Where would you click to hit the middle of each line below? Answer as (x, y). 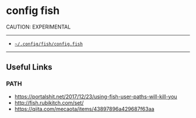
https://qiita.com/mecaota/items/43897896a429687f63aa (84, 109)
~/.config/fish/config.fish (48, 44)
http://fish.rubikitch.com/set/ (49, 102)
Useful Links (29, 67)
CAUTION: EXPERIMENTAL (38, 27)
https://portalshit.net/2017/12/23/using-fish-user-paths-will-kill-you (96, 96)
